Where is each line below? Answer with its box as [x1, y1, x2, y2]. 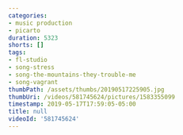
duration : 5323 [8, 33, 59, 42]
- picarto [8, 26, 41, 34]
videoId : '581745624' [8, 115, 80, 123]
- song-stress [8, 64, 55, 71]
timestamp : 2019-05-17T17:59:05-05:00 [8, 100, 136, 108]
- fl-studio [8, 56, 48, 64]
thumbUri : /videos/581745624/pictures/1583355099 [8, 93, 176, 101]
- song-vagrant [8, 78, 59, 86]
